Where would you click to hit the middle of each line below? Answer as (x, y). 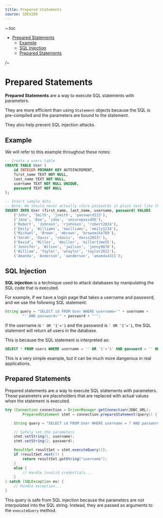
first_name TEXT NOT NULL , (41, 174)
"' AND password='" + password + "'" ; (62, 316)
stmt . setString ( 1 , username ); (44, 437)
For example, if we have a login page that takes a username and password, (80, 298)
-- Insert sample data (28, 201)
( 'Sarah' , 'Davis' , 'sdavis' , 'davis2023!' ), (61, 238)
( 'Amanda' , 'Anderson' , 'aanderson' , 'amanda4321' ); (68, 256)
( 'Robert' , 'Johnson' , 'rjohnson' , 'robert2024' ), (66, 224)
